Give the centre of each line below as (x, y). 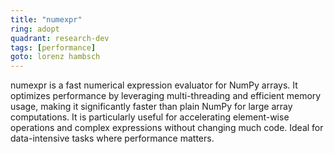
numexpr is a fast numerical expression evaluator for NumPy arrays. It (154, 85)
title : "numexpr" (46, 19)
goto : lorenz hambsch (55, 57)
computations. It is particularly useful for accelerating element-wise (150, 117)
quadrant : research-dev (60, 38)
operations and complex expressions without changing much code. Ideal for (167, 128)
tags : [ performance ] (53, 47)
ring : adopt (35, 29)
